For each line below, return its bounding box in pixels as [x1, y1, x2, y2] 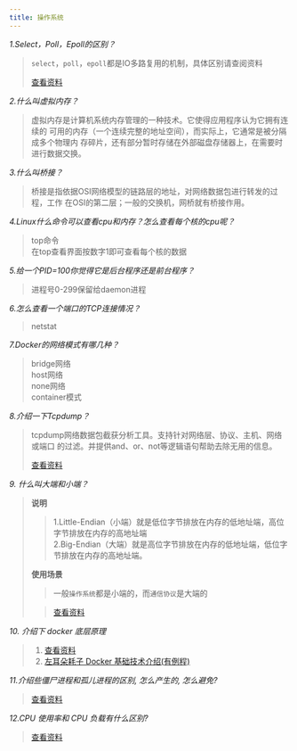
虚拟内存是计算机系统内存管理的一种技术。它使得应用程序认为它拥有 [30, 114, 281, 125]
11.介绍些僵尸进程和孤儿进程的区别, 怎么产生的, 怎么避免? [9, 674, 218, 685]
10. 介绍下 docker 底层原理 [9, 625, 107, 636]
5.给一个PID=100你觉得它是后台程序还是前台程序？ [9, 265, 196, 276]
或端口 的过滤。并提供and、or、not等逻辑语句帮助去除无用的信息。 [30, 441, 277, 451]
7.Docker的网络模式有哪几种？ [9, 339, 120, 350]
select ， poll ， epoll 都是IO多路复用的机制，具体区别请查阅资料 [30, 57, 263, 68]
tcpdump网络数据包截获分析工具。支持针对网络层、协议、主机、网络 [30, 429, 283, 440]
